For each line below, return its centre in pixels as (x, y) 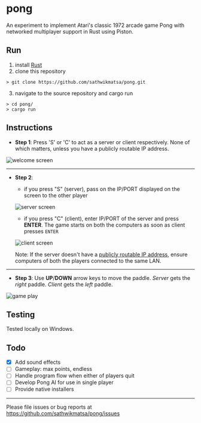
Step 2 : (24, 177)
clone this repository (40, 71)
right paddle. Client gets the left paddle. (64, 284)
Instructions (29, 128)
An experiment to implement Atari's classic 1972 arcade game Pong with (95, 25)
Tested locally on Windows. (40, 329)
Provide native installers (44, 389)
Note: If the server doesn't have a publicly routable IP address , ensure (101, 254)
